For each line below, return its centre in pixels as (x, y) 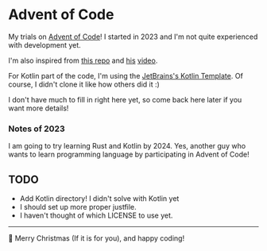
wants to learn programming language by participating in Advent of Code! (129, 154)
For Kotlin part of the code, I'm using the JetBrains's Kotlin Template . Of (126, 75)
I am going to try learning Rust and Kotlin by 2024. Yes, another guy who (127, 146)
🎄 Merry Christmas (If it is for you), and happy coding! (97, 238)
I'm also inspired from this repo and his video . (83, 60)
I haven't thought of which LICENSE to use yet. (96, 215)
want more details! (39, 108)
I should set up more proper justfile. (78, 207)
